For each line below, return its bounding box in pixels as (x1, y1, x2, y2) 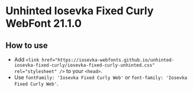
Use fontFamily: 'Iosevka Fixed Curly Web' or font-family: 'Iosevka (14, 74, 188, 81)
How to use (5, 40, 48, 50)
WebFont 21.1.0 (5, 17, 82, 30)
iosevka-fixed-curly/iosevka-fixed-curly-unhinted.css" (14, 62, 155, 68)
